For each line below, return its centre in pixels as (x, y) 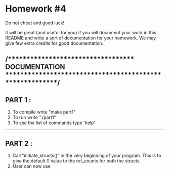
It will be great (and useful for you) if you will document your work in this (81, 32)
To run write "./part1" (34, 118)
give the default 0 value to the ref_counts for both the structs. (77, 161)
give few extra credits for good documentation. (54, 43)
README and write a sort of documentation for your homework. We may (81, 38)
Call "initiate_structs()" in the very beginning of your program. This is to (87, 155)
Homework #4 (36, 9)
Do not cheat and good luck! (35, 23)
